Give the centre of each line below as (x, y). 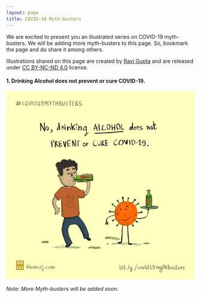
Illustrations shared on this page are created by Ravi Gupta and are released (100, 61)
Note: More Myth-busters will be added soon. (62, 288)
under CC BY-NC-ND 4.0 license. (47, 67)
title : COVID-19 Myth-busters (44, 19)
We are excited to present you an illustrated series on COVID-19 (85, 36)
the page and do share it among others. (55, 49)
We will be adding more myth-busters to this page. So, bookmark (108, 43)
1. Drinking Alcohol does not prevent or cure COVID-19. (76, 81)
